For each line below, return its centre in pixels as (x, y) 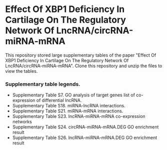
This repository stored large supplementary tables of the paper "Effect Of (81, 55)
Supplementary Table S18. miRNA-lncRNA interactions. (69, 106)
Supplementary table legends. (43, 84)
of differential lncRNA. (59, 100)
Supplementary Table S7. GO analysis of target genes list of (73, 95)
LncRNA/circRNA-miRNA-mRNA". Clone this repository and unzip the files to (84, 66)
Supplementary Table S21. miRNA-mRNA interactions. (68, 111)
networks (22, 122)
